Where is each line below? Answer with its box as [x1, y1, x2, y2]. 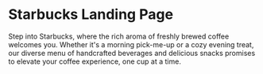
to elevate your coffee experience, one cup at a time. [8, 57, 181, 66]
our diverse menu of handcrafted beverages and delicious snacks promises [8, 48, 256, 57]
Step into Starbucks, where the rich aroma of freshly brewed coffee [8, 31, 230, 41]
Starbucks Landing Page [8, 6, 173, 24]
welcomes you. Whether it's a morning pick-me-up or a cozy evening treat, [8, 39, 254, 49]
